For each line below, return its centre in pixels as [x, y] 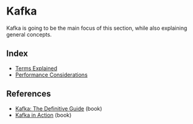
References [29, 94]
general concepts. [29, 34]
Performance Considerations [51, 75]
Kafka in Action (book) [43, 115]
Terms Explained [36, 68]
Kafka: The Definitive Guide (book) [58, 108]
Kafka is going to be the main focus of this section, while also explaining [97, 28]
